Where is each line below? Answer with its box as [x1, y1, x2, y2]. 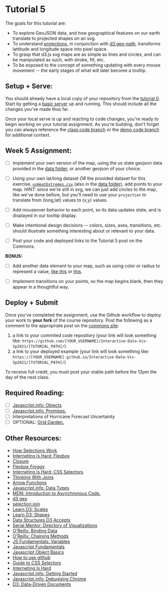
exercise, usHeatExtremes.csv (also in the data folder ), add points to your [12, 181, 162, 187]
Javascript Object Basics [12, 549, 64, 555]
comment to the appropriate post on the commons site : [5, 322, 119, 328]
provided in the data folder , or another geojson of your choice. [12, 165, 141, 172]
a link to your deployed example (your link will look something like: [12, 348, 149, 354]
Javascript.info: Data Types [12, 485, 69, 491]
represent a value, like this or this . [12, 268, 83, 274]
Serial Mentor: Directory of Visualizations [12, 522, 98, 528]
